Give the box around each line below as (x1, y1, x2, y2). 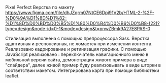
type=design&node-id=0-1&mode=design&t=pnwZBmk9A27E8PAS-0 (5, 26, 151, 32)
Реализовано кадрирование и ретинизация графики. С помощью (5, 46, 147, 52)
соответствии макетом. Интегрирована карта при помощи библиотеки (5, 67, 159, 73)
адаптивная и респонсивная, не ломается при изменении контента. (5, 41, 153, 47)
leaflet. (5, 73, 20, 78)
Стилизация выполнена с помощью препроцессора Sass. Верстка (5, 35, 150, 41)
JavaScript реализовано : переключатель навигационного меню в (5, 51, 149, 57)
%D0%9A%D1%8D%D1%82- (5, 15, 67, 21)
